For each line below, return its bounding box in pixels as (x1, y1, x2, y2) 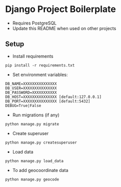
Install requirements (12, 53, 53, 59)
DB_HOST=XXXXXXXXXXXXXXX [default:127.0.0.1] (5, 94, 101, 99)
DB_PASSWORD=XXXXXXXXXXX (5, 90, 57, 95)
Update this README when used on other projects (12, 25, 116, 31)
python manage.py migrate (5, 121, 59, 126)
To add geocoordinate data (12, 167, 68, 173)
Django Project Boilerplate (5, 3, 116, 15)
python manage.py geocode (5, 176, 59, 182)
